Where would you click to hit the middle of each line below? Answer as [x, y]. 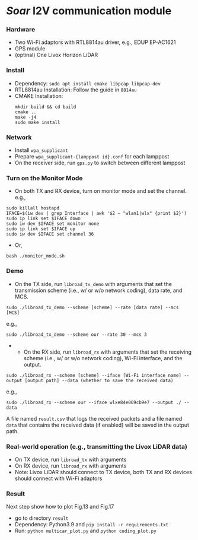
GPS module [30, 49]
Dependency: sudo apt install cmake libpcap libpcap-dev [88, 83]
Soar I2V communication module [89, 11]
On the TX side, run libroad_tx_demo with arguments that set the [93, 284]
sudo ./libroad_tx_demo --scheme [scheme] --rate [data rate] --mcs [92, 307]
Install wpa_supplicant [41, 150]
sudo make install [37, 122]
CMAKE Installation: [39, 96]
